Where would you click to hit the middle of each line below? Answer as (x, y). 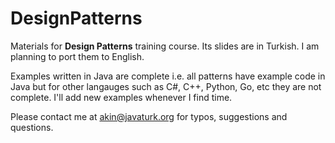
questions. (32, 127)
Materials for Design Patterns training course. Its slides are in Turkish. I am (165, 46)
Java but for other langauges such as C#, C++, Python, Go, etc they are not (166, 86)
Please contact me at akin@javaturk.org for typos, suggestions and (149, 116)
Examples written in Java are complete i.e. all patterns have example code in (168, 76)
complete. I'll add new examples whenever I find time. (121, 97)
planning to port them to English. (77, 56)
